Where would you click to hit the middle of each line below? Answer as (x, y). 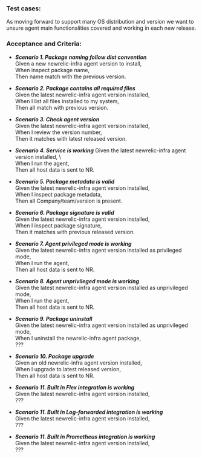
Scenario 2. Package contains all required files (75, 88)
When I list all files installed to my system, (67, 101)
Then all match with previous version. (62, 107)
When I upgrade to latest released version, (68, 369)
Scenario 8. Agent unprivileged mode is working (77, 281)
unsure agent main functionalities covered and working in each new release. (101, 28)
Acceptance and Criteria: (44, 44)
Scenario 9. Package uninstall (54, 318)
